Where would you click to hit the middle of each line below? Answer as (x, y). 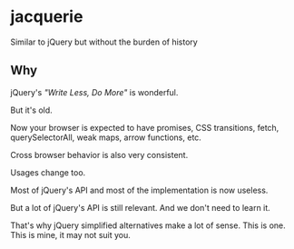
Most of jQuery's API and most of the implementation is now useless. (139, 190)
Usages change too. (48, 172)
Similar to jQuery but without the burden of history (104, 42)
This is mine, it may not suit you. (70, 234)
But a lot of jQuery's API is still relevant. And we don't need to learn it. (140, 207)
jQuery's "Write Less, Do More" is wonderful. (94, 92)
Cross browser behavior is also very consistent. (99, 154)
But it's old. (31, 110)
